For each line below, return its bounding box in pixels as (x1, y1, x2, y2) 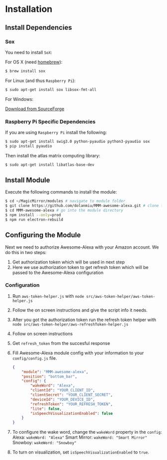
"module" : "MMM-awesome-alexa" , (21, 369, 88, 374)
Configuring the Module (5, 231, 81, 239)
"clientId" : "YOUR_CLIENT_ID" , (30, 388, 95, 393)
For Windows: (5, 96, 34, 102)
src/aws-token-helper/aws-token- (86, 294, 156, 299)
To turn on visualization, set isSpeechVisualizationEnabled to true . (12, 449, 149, 455)
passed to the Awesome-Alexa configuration (12, 269, 104, 275)
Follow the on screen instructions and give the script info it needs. (12, 307, 148, 313)
